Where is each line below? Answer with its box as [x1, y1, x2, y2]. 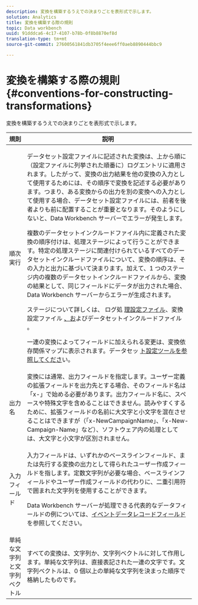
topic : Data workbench [6, 25, 62, 31]
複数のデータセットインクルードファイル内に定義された [27, 229, 181, 237]
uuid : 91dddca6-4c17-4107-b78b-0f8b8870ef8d [6, 31, 117, 37]
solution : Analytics [6, 14, 57, 20]
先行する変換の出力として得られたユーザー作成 [38, 460, 169, 468]
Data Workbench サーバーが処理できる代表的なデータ [27, 501, 176, 510]
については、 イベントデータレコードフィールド [56, 510, 186, 518]
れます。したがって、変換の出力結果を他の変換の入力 [27, 170, 174, 178]
